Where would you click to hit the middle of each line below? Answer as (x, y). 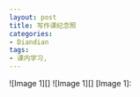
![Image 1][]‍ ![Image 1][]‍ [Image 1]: (70, 83)
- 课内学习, (29, 58)
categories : (31, 34)
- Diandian (29, 42)
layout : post (33, 17)
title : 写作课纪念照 (43, 26)
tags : (19, 50)
